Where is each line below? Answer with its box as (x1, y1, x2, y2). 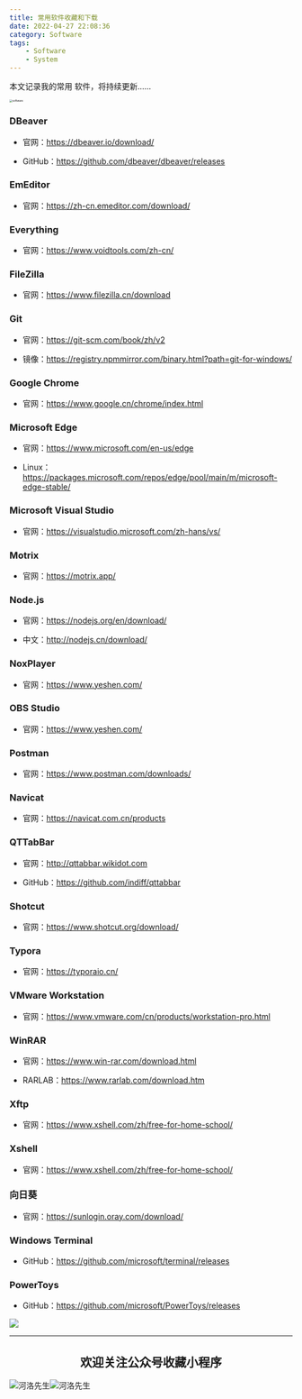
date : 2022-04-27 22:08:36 (9, 22, 111, 31)
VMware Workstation (9, 989, 105, 1001)
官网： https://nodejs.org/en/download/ (22, 615, 167, 626)
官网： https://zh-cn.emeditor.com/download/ (22, 200, 191, 211)
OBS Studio (9, 702, 60, 715)
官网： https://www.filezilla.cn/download (22, 289, 171, 300)
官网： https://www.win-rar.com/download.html (22, 1056, 197, 1066)
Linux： (22, 462, 51, 473)
